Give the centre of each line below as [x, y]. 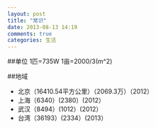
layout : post [27, 14]
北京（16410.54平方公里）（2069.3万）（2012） [85, 91]
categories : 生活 [32, 40]
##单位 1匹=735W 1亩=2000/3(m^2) [60, 62]
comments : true [30, 34]
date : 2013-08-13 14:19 [43, 27]
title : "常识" [27, 21]
